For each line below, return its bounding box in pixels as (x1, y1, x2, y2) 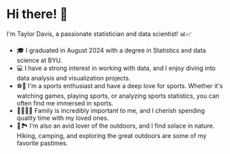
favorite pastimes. (16, 139, 69, 147)
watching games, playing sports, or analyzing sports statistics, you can (16, 92, 220, 100)
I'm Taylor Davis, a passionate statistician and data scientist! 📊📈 (6, 29, 193, 37)
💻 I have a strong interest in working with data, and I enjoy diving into (16, 64, 216, 72)
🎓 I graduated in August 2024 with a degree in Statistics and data (16, 46, 206, 54)
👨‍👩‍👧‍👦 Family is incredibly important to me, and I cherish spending (16, 106, 205, 114)
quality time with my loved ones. (16, 114, 109, 122)
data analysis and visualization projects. (16, 74, 131, 82)
